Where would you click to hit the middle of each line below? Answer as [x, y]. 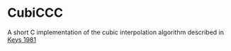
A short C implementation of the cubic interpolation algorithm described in [116, 32]
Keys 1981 [22, 39]
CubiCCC [35, 13]
